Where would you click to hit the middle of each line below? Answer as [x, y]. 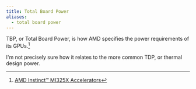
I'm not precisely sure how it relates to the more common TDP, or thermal [94, 57]
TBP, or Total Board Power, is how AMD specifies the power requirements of [98, 39]
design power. [23, 63]
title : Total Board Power [37, 11]
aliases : [17, 17]
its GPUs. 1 [18, 45]
